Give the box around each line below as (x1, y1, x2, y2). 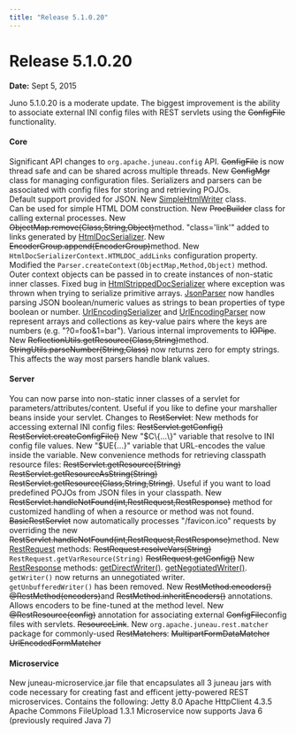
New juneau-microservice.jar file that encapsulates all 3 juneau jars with (9, 677, 272, 688)
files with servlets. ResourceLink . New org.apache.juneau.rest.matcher (9, 618, 269, 629)
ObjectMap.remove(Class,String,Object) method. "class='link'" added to (9, 222, 269, 233)
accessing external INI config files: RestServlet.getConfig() (9, 421, 224, 432)
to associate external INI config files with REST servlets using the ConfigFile (9, 107, 285, 118)
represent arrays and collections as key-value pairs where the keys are (9, 316, 268, 326)
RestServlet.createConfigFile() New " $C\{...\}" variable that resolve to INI (9, 431, 275, 441)
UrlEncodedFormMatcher (9, 638, 102, 648)
